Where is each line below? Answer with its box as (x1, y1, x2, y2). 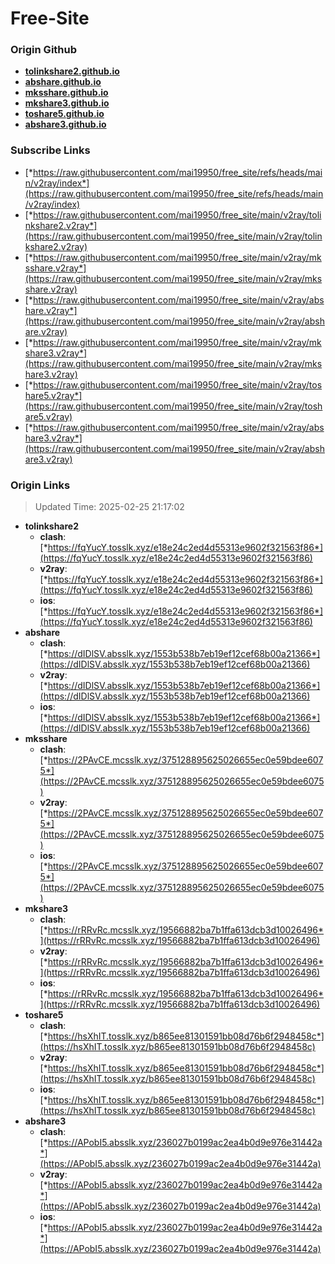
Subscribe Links (10, 143, 91, 157)
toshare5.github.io (24, 108, 105, 120)
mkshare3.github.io (24, 97, 110, 109)
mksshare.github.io (24, 87, 109, 99)
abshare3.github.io (24, 118, 107, 131)
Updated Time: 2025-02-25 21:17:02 (34, 501, 185, 513)
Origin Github (10, 43, 78, 57)
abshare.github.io (24, 76, 102, 88)
